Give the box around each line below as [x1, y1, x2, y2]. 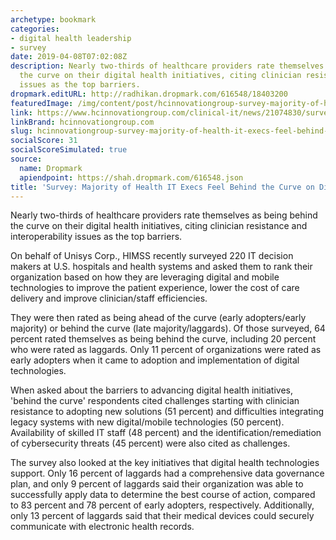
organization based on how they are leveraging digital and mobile [10, 271, 280, 283]
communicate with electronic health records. [10, 521, 195, 533]
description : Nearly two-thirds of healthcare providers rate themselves [10, 61, 325, 71]
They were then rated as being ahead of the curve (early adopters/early [10, 312, 307, 324]
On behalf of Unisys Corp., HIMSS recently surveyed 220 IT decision [10, 250, 294, 262]
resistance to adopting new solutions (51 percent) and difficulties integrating [10, 406, 325, 418]
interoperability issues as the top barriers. [10, 231, 183, 243]
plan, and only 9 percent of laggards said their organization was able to [10, 478, 304, 490]
